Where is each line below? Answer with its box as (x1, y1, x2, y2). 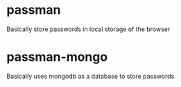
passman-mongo (6, 49, 108, 65)
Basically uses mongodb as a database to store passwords (6, 72, 175, 80)
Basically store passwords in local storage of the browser (6, 25, 171, 33)
